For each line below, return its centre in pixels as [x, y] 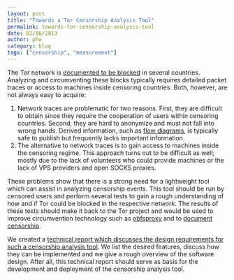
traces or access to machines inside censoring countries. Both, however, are [117, 87]
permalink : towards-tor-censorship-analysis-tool [81, 27]
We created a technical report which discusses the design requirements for [116, 239]
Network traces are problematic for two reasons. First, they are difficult [119, 108]
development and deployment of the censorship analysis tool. [96, 269]
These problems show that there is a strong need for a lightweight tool [108, 181]
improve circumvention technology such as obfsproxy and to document [110, 218]
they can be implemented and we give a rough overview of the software [111, 254]
